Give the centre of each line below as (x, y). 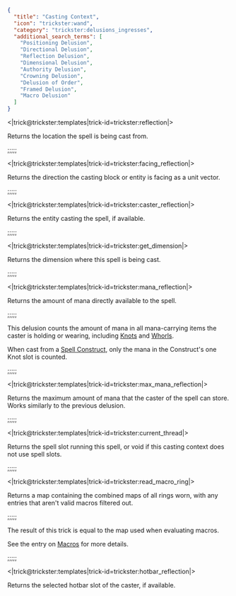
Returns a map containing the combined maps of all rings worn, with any (113, 495)
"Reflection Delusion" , (55, 57)
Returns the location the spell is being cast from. (78, 136)
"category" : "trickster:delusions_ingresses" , (83, 30)
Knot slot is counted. (37, 357)
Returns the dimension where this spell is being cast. (84, 259)
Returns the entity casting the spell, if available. (76, 218)
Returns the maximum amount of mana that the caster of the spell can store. (118, 398)
